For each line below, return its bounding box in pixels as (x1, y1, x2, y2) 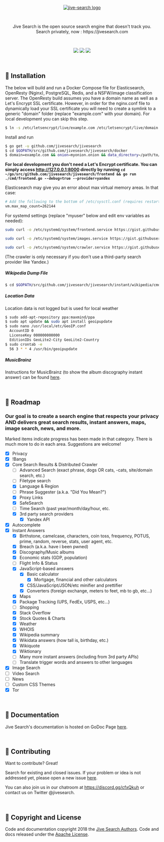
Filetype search (19, 478, 51, 484)
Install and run (5, 134, 34, 140)
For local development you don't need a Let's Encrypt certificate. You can (5, 162, 158, 167)
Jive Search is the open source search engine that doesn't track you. (13, 23, 151, 29)
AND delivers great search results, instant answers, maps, (5, 419, 146, 426)
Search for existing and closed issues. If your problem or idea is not (5, 770, 141, 776)
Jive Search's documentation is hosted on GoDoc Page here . (5, 724, 128, 730)
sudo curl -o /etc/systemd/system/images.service (5, 236, 108, 241)
